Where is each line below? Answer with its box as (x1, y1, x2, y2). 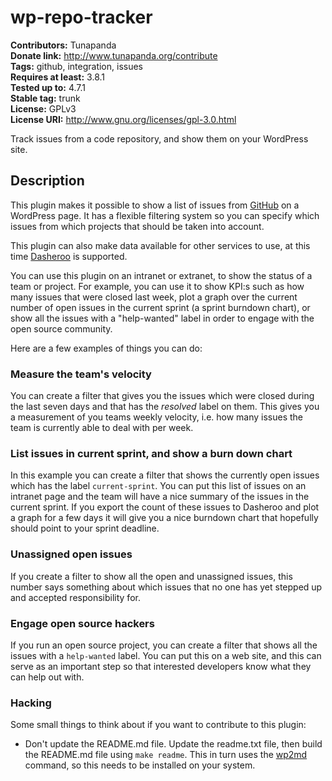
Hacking (10, 696, 52, 710)
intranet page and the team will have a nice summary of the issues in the (10, 491, 310, 503)
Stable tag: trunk (10, 92, 81, 104)
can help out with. (10, 671, 85, 683)
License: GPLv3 (10, 102, 77, 115)
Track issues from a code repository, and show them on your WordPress (10, 132, 309, 145)
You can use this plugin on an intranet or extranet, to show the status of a (10, 269, 313, 281)
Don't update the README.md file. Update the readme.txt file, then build (24, 738, 323, 750)
